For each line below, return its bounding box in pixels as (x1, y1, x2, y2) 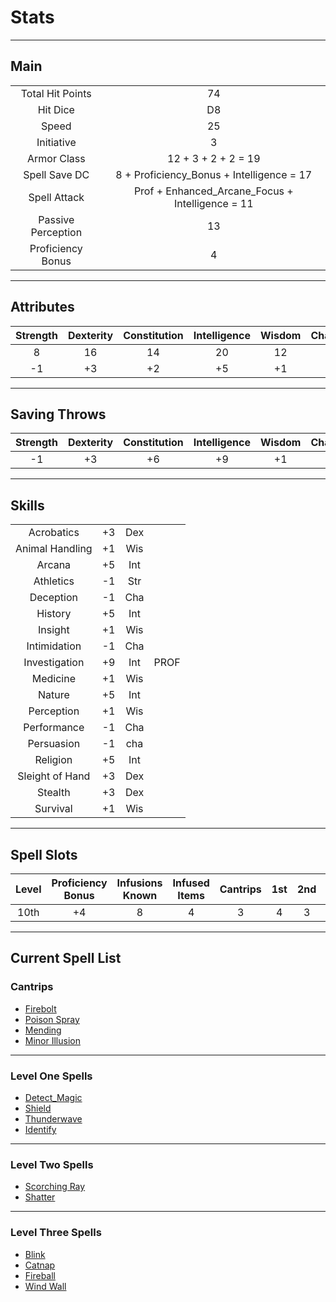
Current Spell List (10, 950, 122, 967)
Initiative (36, 135, 77, 149)
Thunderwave (24, 1112, 83, 1125)
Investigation (23, 656, 85, 670)
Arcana (36, 558, 72, 572)
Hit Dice (37, 102, 75, 116)
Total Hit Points (20, 86, 92, 100)
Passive (38, 212, 75, 226)
